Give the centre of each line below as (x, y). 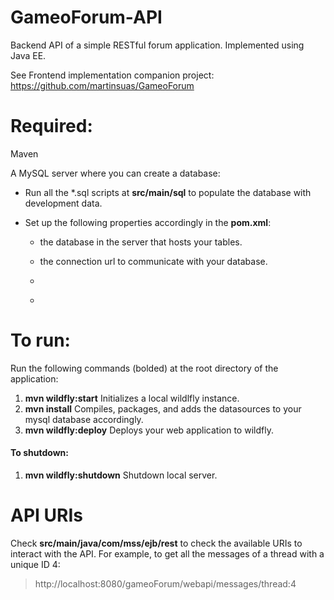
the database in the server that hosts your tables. (141, 242)
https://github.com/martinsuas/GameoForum (102, 85)
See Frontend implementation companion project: (112, 75)
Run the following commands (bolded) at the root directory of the (144, 368)
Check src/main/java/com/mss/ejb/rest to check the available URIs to (156, 543)
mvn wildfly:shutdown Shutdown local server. (121, 475)
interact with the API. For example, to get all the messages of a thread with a (167, 553)
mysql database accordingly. (84, 419)
